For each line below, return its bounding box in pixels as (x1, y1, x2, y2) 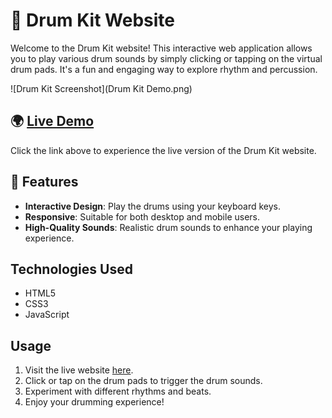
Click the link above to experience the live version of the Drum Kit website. (10, 144, 317, 156)
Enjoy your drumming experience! (24, 396, 165, 408)
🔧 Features (10, 174, 79, 191)
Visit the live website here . (24, 364, 134, 376)
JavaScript (24, 309, 70, 321)
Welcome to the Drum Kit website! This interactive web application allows (10, 42, 313, 54)
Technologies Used (10, 260, 133, 278)
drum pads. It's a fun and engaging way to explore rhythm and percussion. (10, 63, 318, 75)
